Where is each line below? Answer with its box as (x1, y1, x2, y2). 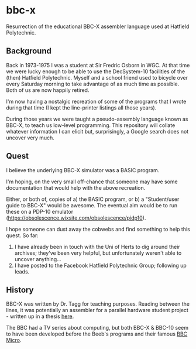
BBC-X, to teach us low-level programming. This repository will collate (6, 121, 176, 129)
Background (6, 46, 51, 56)
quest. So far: (6, 232, 39, 239)
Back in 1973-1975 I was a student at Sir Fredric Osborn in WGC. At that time (6, 61, 190, 69)
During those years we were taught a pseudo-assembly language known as (6, 115, 188, 122)
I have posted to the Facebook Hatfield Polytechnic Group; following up (14, 262, 187, 269)
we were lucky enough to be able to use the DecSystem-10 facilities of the (6, 68, 185, 75)
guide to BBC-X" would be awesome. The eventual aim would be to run (6, 201, 177, 208)
